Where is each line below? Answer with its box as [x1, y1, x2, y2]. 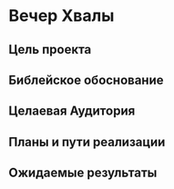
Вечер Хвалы [8, 5, 115, 26]
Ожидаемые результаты [8, 165, 158, 181]
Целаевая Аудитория [8, 104, 136, 119]
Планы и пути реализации [8, 134, 166, 150]
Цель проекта [8, 42, 92, 57]
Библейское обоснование [8, 72, 164, 87]
